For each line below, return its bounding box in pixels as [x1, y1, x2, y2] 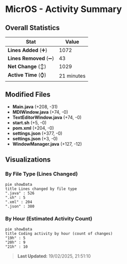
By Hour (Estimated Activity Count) [5, 215, 92, 222]
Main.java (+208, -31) [12, 104, 58, 110]
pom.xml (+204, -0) [12, 125, 54, 131]
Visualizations [5, 155, 51, 164]
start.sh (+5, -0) [12, 119, 46, 126]
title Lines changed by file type [5, 186, 77, 191]
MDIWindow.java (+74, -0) [12, 109, 68, 115]
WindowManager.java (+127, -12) [12, 141, 82, 147]
